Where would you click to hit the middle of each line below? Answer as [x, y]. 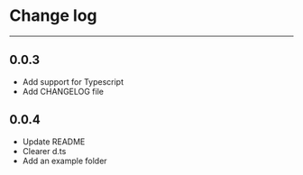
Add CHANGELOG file [63, 91]
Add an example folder [64, 161]
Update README [54, 142]
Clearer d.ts [44, 151]
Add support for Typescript [73, 81]
